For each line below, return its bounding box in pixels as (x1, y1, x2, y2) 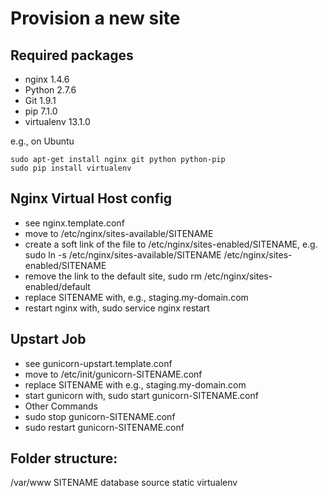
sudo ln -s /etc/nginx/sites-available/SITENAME (24, 248, 222, 261)
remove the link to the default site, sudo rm (24, 270, 203, 282)
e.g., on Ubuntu (10, 135, 75, 147)
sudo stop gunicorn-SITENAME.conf (24, 410, 176, 422)
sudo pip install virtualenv (10, 163, 132, 173)
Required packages (10, 47, 134, 64)
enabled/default (24, 280, 91, 292)
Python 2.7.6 (24, 84, 77, 96)
